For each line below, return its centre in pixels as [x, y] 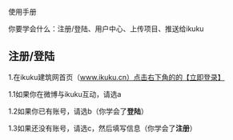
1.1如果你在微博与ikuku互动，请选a [65, 94]
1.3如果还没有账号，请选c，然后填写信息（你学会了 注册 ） [102, 128]
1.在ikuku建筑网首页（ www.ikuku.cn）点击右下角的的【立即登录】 [117, 77]
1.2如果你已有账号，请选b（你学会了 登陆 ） [78, 111]
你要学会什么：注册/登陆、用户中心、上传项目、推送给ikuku [106, 29]
